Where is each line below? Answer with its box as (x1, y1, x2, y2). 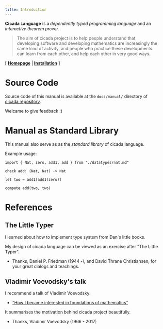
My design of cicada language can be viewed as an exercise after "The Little (5, 243, 158, 249)
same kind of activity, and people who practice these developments (16, 45, 153, 51)
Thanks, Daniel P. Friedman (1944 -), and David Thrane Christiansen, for (12, 258, 157, 264)
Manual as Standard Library (5, 125, 119, 136)
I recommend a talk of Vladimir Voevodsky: (5, 290, 91, 296)
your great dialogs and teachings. (12, 263, 80, 269)
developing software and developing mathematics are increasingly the (16, 40, 158, 46)
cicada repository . (5, 98, 41, 104)
